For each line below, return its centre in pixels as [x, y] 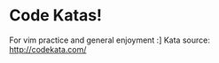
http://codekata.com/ [48, 49]
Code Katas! [56, 16]
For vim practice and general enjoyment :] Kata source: [109, 40]
